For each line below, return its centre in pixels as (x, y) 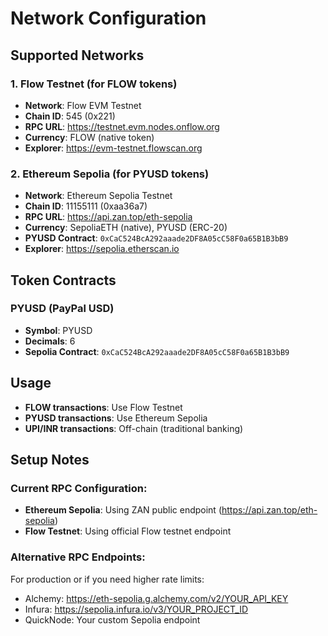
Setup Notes (50, 460)
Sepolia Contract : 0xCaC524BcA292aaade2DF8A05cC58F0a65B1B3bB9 (157, 351)
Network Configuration (108, 18)
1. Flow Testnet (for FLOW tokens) (94, 84)
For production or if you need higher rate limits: (107, 579)
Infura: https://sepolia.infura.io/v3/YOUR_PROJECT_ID (136, 609)
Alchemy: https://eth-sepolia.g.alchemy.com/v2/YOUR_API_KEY (156, 598)
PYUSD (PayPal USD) (62, 309)
